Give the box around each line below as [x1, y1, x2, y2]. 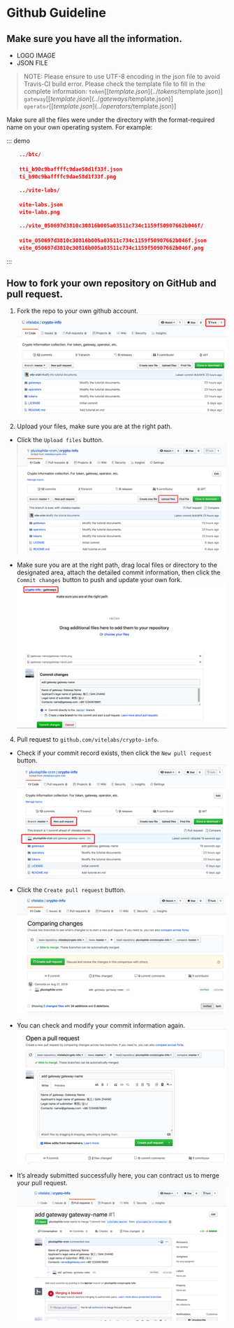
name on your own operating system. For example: [6, 123, 153, 131]
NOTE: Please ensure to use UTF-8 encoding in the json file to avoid [23, 72, 221, 80]
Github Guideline [6, 5, 106, 21]
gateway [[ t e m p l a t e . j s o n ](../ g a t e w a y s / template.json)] [23, 94, 174, 103]
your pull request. [16, 1178, 68, 1187]
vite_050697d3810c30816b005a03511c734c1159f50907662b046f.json [19, 236, 207, 244]
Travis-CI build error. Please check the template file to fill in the [23, 80, 205, 88]
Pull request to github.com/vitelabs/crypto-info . [16, 735, 159, 743]
